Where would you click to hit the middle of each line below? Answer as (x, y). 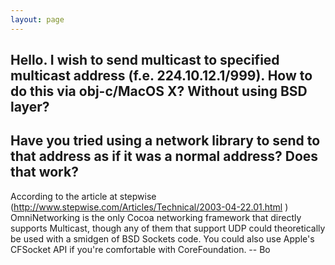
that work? (44, 172)
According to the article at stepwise (83, 196)
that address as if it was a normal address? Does (164, 156)
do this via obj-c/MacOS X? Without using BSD (159, 91)
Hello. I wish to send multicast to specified (145, 60)
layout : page (37, 19)
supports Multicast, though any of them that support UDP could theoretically (168, 228)
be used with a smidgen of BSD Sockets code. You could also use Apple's (162, 238)
